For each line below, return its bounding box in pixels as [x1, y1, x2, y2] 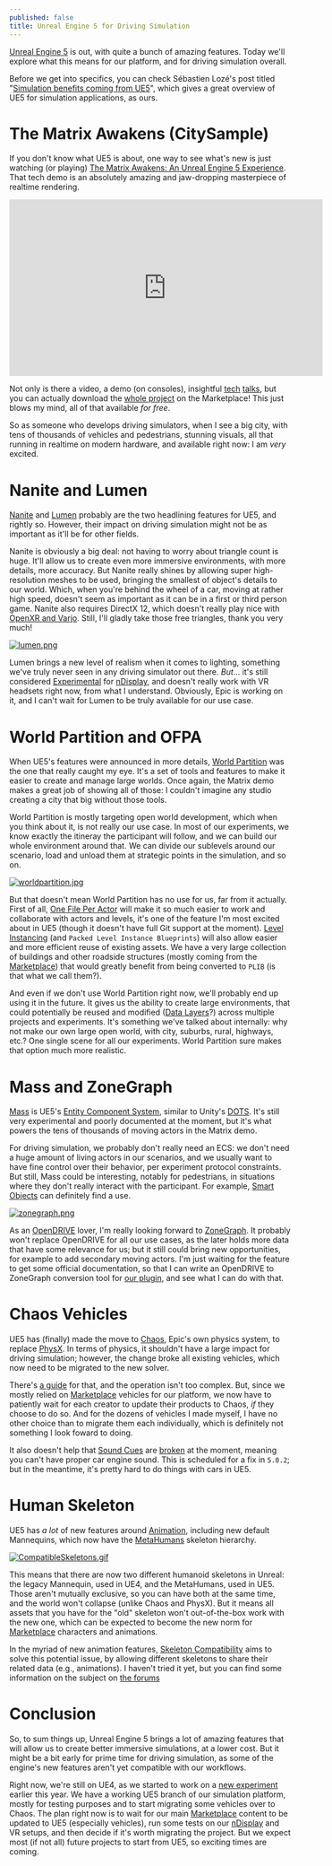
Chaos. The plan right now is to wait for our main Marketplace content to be [9, 1809, 288, 1819]
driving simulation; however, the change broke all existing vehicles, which [9, 1353, 280, 1364]
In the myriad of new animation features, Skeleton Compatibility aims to [9, 1644, 273, 1655]
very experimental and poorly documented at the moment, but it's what [9, 1116, 272, 1127]
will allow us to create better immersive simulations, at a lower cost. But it [9, 1743, 279, 1754]
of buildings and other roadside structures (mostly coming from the [9, 952, 258, 963]
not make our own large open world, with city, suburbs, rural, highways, [9, 1026, 274, 1037]
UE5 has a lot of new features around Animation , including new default [9, 1525, 270, 1536]
